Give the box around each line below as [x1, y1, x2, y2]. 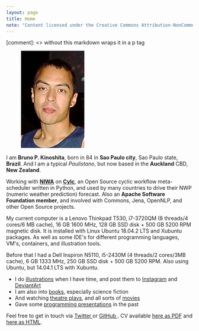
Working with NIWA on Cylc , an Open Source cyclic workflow [6, 178, 157, 185]
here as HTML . [6, 319, 43, 326]
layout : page [6, 9, 38, 15]
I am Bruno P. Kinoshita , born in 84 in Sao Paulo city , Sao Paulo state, [6, 154, 178, 161]
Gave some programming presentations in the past [14, 301, 139, 308]
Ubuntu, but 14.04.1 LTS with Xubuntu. [6, 264, 99, 271]
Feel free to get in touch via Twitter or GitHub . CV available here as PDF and [6, 312, 193, 320]
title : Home [6, 15, 36, 22]
